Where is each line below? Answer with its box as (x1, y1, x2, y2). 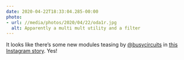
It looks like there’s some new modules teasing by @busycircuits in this (6, 41, 178, 48)
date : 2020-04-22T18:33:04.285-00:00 (6, 8, 99, 15)
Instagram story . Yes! (6, 48, 58, 55)
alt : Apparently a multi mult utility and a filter (11, 25, 141, 31)
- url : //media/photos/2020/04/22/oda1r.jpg (6, 19, 117, 25)
